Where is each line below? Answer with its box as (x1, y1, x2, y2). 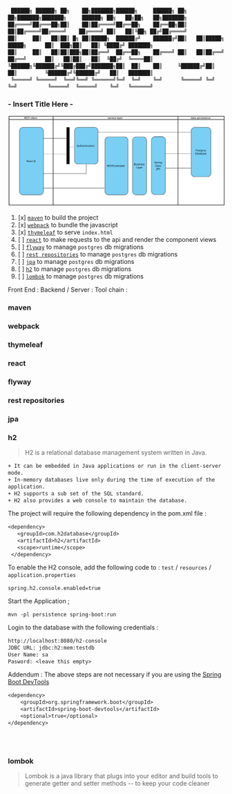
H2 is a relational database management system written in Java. (24, 448, 207, 457)
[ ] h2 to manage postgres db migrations (17, 265, 132, 273)
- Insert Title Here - (8, 99, 73, 108)
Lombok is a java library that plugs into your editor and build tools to (24, 772, 218, 780)
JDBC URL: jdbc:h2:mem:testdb (8, 645, 95, 652)
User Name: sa (8, 652, 49, 659)
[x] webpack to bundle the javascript (17, 221, 118, 229)
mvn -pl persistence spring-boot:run (8, 612, 117, 618)
